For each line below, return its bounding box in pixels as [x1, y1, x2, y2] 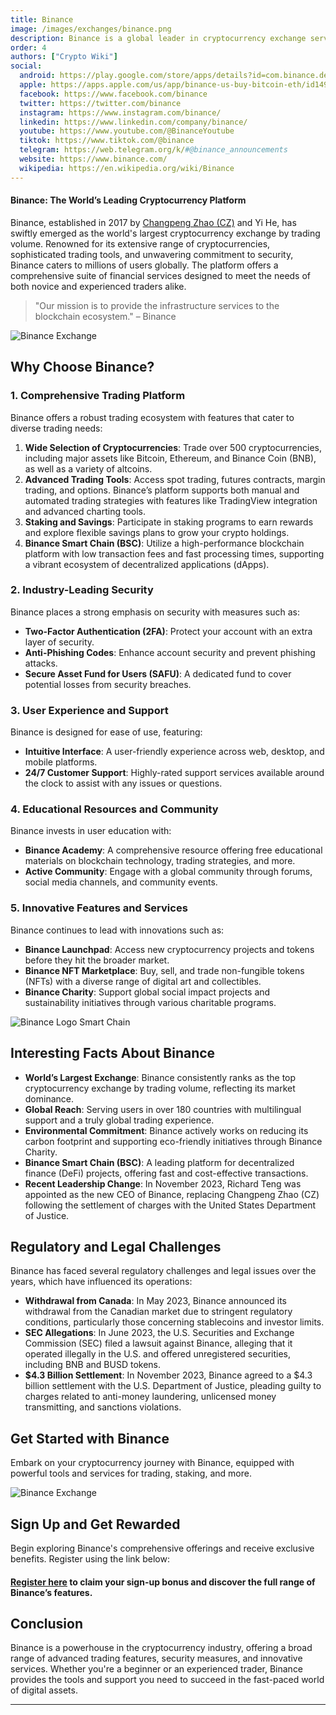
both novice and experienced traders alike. [10, 280, 187, 292]
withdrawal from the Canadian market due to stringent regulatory [24, 1306, 293, 1318]
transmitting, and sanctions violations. [24, 1401, 182, 1413]
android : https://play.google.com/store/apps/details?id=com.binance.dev [19, 71, 333, 81]
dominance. [24, 1092, 75, 1105]
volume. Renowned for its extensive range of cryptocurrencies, [10, 237, 271, 250]
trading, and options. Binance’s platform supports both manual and [24, 484, 300, 496]
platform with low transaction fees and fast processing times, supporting [24, 547, 325, 560]
